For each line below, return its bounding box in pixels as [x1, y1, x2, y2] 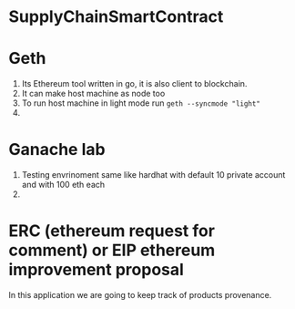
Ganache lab [8, 139, 106, 160]
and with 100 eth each [21, 180, 106, 191]
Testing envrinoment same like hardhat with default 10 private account [21, 170, 286, 180]
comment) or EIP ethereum [8, 240, 216, 261]
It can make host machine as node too [21, 88, 166, 99]
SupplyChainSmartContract [8, 6, 224, 27]
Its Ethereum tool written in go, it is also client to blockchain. [21, 78, 248, 89]
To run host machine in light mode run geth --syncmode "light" [21, 98, 261, 108]
